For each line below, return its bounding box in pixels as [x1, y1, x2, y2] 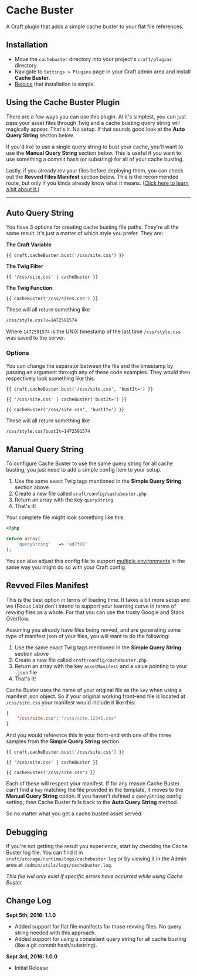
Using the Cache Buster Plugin [6, 97, 120, 107]
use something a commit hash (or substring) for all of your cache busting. [6, 155, 184, 162]
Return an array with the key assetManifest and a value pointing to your [14, 662, 188, 669]
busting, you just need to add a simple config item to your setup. [6, 466, 162, 473]
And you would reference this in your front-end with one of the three [6, 731, 172, 739]
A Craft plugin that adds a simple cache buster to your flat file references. [6, 23, 184, 30]
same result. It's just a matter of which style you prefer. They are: [6, 230, 164, 237]
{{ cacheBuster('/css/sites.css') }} [6, 296, 98, 302]
